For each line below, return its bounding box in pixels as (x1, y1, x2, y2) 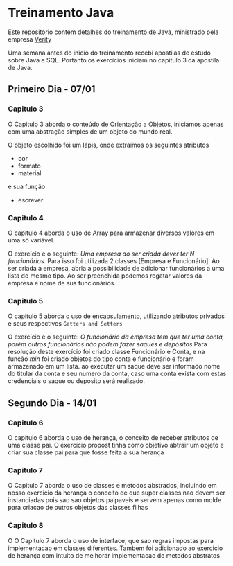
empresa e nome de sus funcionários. (8, 278, 116, 287)
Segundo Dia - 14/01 (8, 397, 97, 409)
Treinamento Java (8, 5, 114, 21)
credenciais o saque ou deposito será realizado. (8, 377, 145, 385)
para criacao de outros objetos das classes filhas (8, 504, 148, 512)
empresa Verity (8, 35, 52, 43)
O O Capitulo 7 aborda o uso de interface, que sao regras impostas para (8, 536, 214, 545)
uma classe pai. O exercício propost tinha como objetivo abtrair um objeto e (8, 441, 224, 449)
